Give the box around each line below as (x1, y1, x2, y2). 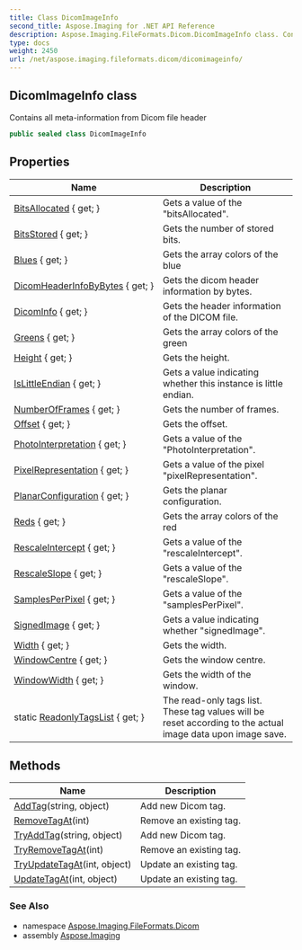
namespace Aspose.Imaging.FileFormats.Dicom (22, 920, 200, 931)
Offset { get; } (13, 417, 71, 430)
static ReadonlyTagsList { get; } (13, 711, 146, 724)
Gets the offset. (162, 417, 228, 430)
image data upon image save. (162, 727, 287, 740)
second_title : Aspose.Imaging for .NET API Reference (9, 22, 216, 31)
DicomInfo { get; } (13, 305, 88, 317)
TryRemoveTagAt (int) (13, 844, 104, 857)
